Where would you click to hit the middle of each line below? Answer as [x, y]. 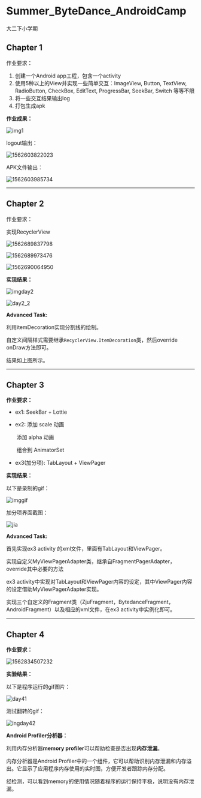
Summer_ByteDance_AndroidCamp [96, 11]
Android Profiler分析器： [37, 736]
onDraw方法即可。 [29, 347]
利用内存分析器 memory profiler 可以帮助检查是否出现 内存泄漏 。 [85, 748]
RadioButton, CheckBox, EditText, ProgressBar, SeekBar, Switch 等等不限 [105, 91]
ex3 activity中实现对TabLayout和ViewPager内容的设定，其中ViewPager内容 [99, 582]
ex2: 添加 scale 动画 [39, 425]
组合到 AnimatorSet [40, 450]
